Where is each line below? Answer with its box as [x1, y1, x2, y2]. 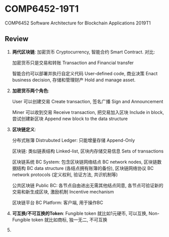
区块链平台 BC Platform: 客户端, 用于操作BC [12, 199, 104, 205]
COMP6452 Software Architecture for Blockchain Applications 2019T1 [5, 20, 151, 26]
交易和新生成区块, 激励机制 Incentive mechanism [12, 189, 114, 195]
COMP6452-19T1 [5, 3, 79, 15]
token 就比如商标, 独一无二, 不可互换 [31, 217, 108, 223]
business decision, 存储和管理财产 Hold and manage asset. [12, 77, 136, 83]
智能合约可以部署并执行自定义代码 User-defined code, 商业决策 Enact [12, 70, 158, 76]
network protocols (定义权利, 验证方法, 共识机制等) [12, 171, 118, 177]
